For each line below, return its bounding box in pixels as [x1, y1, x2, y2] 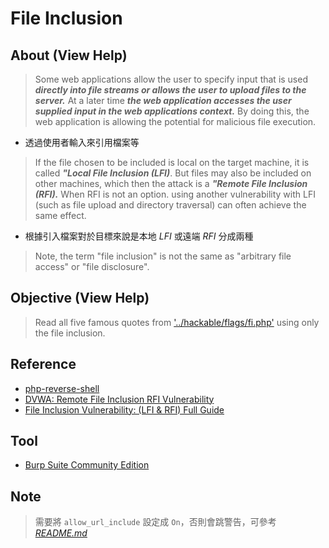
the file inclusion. [34, 327, 106, 339]
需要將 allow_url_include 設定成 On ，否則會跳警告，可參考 [34, 516, 277, 528]
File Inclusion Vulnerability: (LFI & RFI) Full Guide [24, 403, 225, 416]
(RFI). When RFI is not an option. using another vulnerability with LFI [34, 188, 316, 200]
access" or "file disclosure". [34, 261, 150, 272]
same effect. [34, 210, 87, 221]
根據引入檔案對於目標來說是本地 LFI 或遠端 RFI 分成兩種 [24, 230, 254, 242]
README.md [34, 527, 88, 539]
